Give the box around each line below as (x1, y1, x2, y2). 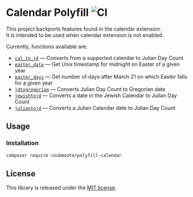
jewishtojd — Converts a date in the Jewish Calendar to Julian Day (14, 92, 177, 99)
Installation (6, 139, 39, 147)
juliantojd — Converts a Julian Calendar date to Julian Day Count (14, 104, 176, 111)
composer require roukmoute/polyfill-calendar (6, 152, 122, 158)
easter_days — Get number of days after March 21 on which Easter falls (14, 73, 188, 80)
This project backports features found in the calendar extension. (6, 25, 162, 32)
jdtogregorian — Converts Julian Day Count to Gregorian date (14, 85, 166, 92)
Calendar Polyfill (6, 6, 89, 19)
